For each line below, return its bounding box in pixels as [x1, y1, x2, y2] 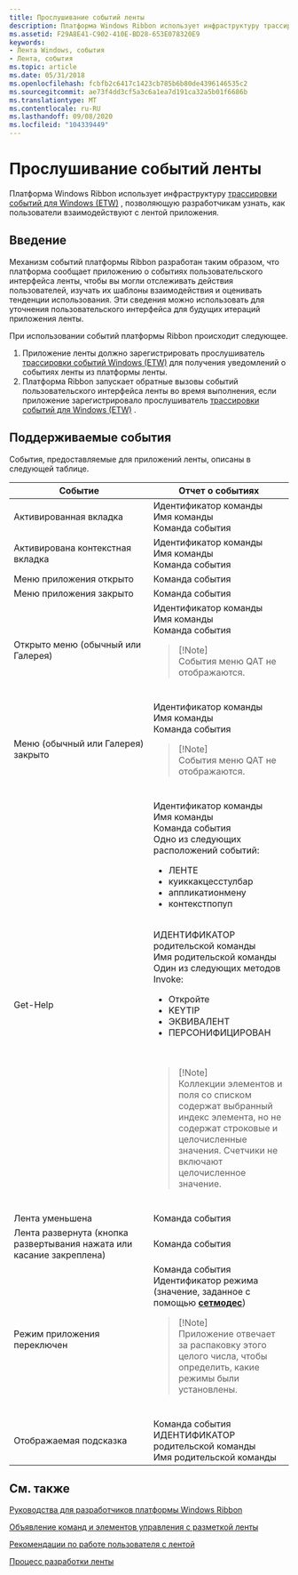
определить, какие [178, 1361, 260, 1373]
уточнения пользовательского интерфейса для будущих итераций [9, 303, 261, 314]
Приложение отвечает [178, 1327, 276, 1339]
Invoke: [153, 973, 184, 985]
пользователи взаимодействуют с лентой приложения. [9, 206, 220, 218]
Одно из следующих [153, 832, 242, 845]
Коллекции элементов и [178, 1077, 283, 1089]
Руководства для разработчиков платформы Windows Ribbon [9, 1505, 243, 1515]
